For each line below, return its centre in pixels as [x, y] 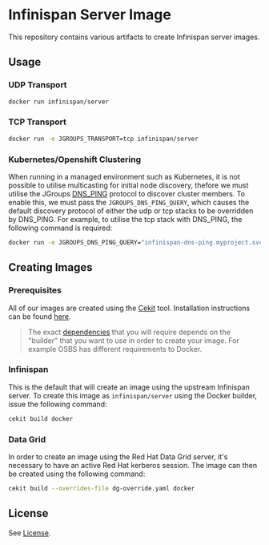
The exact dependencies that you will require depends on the [129, 332]
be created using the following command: [77, 474]
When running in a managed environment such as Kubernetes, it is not [124, 176]
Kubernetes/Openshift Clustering [75, 159]
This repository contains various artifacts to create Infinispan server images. [134, 37]
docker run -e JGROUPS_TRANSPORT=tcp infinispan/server [103, 139]
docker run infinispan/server [59, 102]
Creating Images [50, 267]
